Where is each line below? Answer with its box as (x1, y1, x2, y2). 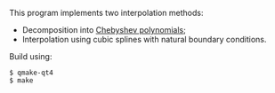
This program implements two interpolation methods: (9, 8, 204, 18)
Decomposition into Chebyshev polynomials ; (21, 25, 187, 35)
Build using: (9, 51, 53, 61)
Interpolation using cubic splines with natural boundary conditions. (21, 35, 267, 44)
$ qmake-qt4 (9, 68, 53, 77)
